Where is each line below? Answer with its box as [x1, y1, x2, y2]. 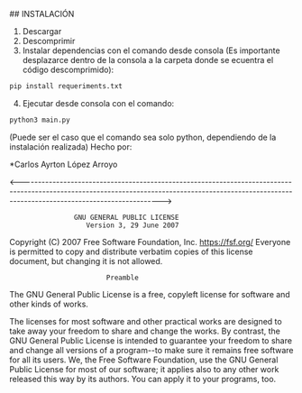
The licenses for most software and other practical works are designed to [9, 315, 282, 326]
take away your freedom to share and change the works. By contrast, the [9, 325, 281, 336]
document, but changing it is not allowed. [9, 255, 163, 266]
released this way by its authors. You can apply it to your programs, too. [9, 373, 277, 384]
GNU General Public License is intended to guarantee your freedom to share [9, 334, 293, 346]
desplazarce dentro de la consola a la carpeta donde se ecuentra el [22, 55, 274, 65]
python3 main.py [9, 115, 70, 124]
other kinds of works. [9, 298, 88, 309]
